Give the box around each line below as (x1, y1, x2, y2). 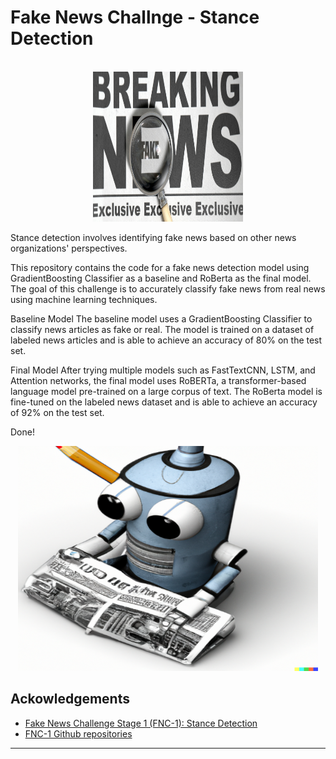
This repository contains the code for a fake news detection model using (10, 261, 310, 273)
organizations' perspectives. (10, 242, 128, 254)
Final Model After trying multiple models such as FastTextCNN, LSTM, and (10, 364, 316, 376)
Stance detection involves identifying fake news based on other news (10, 231, 297, 243)
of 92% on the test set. (10, 406, 105, 418)
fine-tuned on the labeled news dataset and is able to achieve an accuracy (10, 396, 318, 408)
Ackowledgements (10, 691, 130, 708)
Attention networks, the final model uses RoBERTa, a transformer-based (10, 374, 307, 386)
